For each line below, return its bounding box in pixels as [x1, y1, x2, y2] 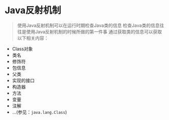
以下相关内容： [17, 35, 49, 41]
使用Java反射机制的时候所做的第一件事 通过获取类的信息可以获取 [26, 28, 162, 34]
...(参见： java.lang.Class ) [12, 109, 67, 115]
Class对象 [12, 46, 33, 52]
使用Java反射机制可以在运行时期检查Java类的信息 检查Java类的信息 [17, 22, 160, 28]
